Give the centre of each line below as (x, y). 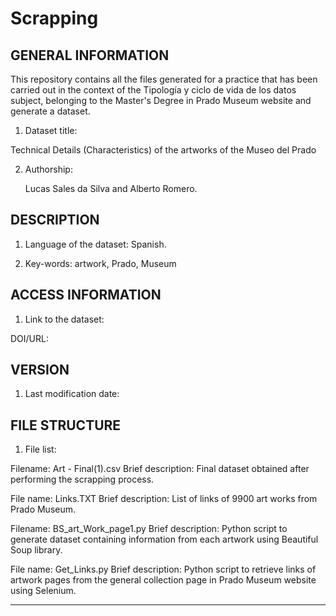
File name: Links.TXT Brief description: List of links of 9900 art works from (164, 499)
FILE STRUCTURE (66, 425)
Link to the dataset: (64, 319)
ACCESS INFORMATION (86, 295)
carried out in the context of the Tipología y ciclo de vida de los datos (153, 90)
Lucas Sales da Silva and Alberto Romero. (111, 188)
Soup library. (36, 550)
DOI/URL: (29, 338)
